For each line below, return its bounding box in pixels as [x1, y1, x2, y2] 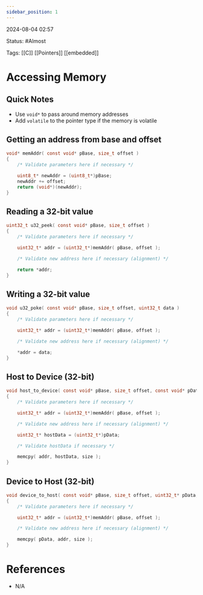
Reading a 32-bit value [6, 206, 94, 217]
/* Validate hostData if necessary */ [17, 443, 115, 449]
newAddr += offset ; [17, 178, 66, 184]
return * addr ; [17, 266, 53, 273]
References [6, 562, 65, 576]
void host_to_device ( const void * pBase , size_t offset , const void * [6, 388, 185, 394]
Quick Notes [6, 95, 54, 105]
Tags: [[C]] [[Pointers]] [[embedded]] [6, 49, 99, 56]
